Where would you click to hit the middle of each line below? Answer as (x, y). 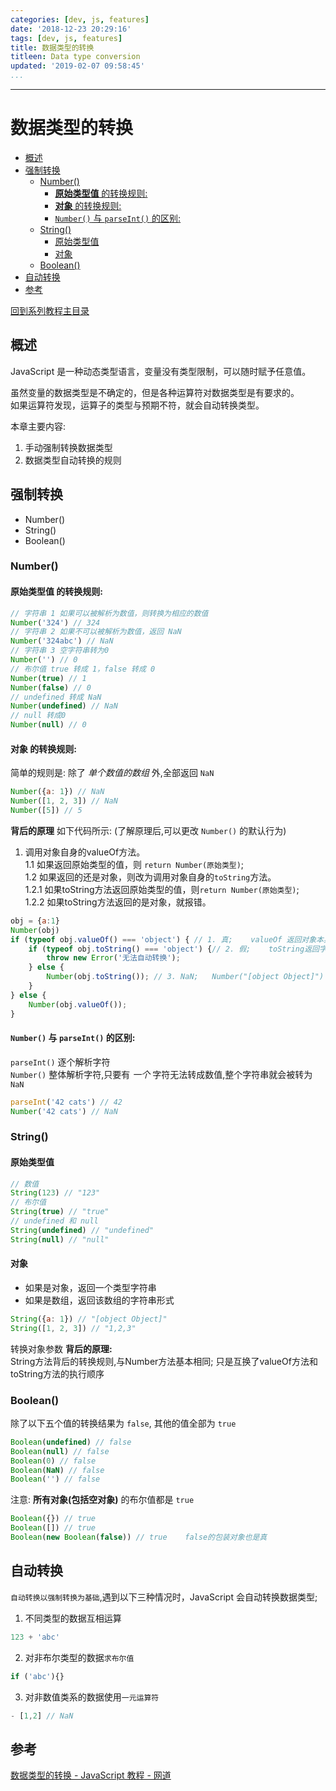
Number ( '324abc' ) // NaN (62, 641)
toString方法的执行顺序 (57, 1373)
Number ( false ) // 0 (51, 687)
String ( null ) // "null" (60, 1239)
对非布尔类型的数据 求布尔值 (79, 1657)
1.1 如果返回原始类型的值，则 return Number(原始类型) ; (134, 864)
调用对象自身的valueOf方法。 (85, 852)
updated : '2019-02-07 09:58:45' (77, 66)
